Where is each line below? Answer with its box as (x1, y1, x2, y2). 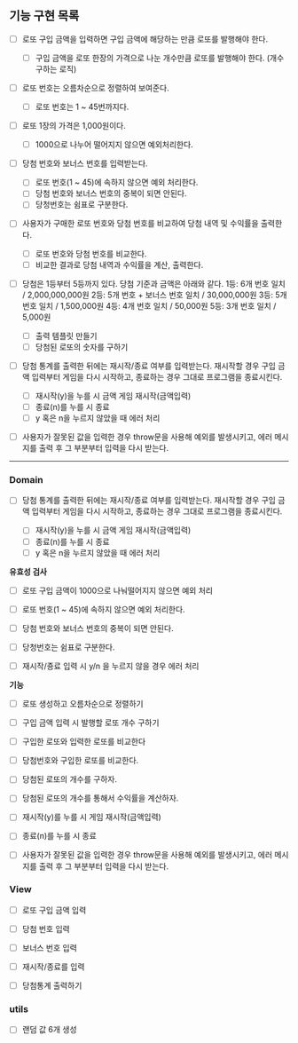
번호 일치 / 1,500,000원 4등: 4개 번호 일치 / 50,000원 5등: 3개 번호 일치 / (21, 300, 277, 311)
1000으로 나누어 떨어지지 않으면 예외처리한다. (35, 139, 193, 150)
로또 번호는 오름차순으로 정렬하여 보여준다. (21, 83, 170, 93)
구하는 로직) (35, 63, 77, 74)
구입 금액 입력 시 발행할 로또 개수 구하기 (21, 717, 160, 728)
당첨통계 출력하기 (21, 980, 82, 992)
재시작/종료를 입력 (21, 961, 85, 972)
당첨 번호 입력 (21, 923, 70, 934)
